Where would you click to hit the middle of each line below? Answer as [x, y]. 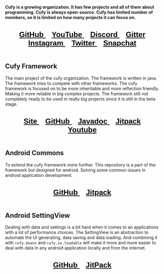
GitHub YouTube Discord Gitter [82, 34]
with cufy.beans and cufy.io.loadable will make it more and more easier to [81, 243]
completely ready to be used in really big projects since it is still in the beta [80, 99]
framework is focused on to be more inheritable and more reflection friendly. [82, 88]
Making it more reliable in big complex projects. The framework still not [77, 94]
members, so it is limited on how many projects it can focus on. [70, 17]
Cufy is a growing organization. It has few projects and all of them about [80, 7]
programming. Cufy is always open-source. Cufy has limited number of [79, 12]
